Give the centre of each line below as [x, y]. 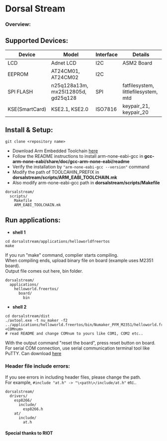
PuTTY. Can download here [33, 353]
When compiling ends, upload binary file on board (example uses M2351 [79, 260]
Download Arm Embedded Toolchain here [55, 151]
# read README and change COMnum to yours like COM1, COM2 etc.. [74, 333]
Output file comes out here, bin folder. [44, 271]
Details [141, 54]
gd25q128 [64, 98]
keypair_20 [136, 112]
